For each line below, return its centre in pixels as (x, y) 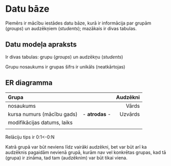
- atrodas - (97, 114)
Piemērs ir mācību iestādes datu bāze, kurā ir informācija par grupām (78, 23)
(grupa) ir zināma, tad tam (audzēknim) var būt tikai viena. (67, 158)
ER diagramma (29, 83)
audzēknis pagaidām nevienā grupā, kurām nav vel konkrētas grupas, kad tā (86, 152)
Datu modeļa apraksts (41, 45)
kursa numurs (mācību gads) (43, 114)
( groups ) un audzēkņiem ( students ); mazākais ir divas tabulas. (71, 28)
